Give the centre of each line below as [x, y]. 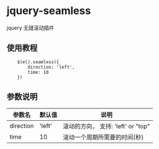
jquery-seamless [49, 11]
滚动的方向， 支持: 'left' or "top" [106, 126]
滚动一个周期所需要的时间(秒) [103, 137]
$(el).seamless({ [38, 62]
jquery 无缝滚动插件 [30, 28]
